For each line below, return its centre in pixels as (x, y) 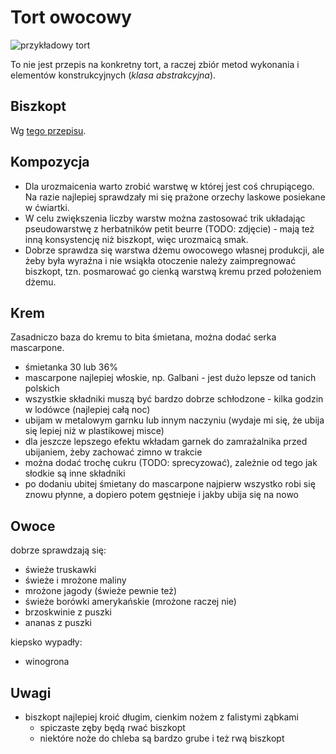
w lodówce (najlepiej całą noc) (87, 410)
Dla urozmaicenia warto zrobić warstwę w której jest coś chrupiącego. (169, 186)
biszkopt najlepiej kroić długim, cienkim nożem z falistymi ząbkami (161, 717)
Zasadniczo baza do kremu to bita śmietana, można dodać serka (143, 337)
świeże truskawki (60, 570)
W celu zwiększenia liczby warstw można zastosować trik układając (165, 218)
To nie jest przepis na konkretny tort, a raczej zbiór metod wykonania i (155, 64)
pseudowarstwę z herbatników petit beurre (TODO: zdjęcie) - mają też (169, 228)
